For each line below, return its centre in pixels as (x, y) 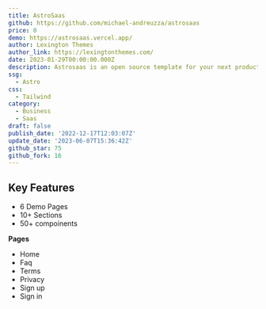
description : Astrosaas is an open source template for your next (120, 67)
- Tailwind (33, 97)
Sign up (32, 288)
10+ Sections (41, 216)
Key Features (42, 187)
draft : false (30, 126)
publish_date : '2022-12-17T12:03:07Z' (72, 133)
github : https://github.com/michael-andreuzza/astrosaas (104, 23)
